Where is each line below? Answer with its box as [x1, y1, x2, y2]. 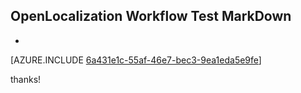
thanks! [10, 73, 42, 85]
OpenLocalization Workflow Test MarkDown [10, 8, 292, 25]
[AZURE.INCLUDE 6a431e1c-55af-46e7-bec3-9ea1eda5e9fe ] [10, 54, 262, 66]
